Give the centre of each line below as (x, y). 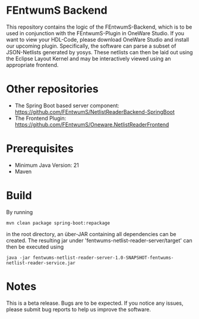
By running (20, 212)
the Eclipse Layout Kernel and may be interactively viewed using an (89, 58)
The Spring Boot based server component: (67, 106)
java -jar (18, 258)
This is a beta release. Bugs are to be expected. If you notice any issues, (95, 303)
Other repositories (53, 89)
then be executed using (35, 247)
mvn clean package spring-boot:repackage (58, 223)
